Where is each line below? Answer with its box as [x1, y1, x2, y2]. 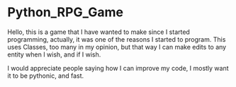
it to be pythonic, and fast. [7, 71, 84, 80]
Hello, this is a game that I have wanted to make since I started [7, 28, 190, 36]
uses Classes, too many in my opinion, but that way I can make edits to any [7, 42, 227, 51]
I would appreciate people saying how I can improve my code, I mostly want [7, 64, 229, 72]
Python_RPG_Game [7, 4, 124, 21]
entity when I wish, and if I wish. [7, 50, 101, 59]
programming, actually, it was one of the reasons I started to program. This [7, 35, 226, 43]
